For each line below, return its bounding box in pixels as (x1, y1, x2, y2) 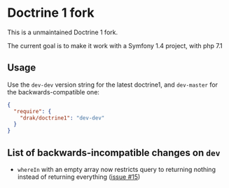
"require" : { (13, 108, 52, 115)
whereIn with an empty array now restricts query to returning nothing (17, 165, 216, 173)
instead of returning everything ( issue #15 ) (17, 173, 141, 181)
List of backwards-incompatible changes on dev (7, 147, 221, 159)
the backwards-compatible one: (7, 87, 100, 96)
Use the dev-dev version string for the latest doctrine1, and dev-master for (7, 80, 218, 89)
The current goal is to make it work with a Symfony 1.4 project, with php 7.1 (7, 41, 223, 50)
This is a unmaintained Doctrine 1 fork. (7, 28, 118, 36)
